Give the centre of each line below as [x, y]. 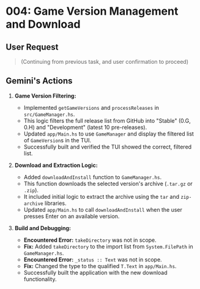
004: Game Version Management [92, 11]
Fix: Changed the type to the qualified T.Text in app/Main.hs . [100, 266]
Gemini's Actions [39, 81]
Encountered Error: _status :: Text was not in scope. [93, 260]
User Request [32, 47]
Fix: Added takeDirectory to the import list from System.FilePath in [108, 246]
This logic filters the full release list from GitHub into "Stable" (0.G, [107, 120]
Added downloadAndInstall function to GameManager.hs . [93, 177]
